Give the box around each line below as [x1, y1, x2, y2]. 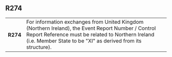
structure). [26, 43, 52, 50]
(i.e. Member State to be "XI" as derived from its [26, 37, 142, 44]
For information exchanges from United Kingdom [26, 18, 144, 25]
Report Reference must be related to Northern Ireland [26, 31, 155, 38]
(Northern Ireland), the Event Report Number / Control [26, 25, 156, 32]
